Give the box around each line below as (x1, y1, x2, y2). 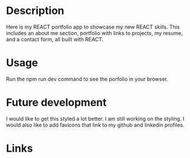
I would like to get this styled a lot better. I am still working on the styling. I (6, 115, 185, 122)
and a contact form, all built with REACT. (6, 36, 104, 43)
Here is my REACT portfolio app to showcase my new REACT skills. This (6, 23, 180, 30)
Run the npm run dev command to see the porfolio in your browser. (6, 75, 168, 82)
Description (6, 4, 65, 17)
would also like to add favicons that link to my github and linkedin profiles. (6, 121, 185, 128)
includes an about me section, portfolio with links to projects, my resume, (6, 29, 183, 36)
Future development (6, 96, 107, 109)
